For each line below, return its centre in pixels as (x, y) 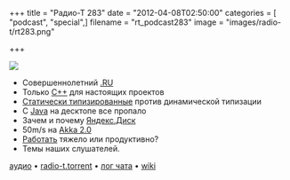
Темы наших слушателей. (71, 149)
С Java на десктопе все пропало (84, 111)
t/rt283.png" (32, 31)
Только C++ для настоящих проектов (93, 92)
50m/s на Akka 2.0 (56, 129)
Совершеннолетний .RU (68, 82)
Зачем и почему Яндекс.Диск (79, 120)
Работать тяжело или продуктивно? (90, 139)
